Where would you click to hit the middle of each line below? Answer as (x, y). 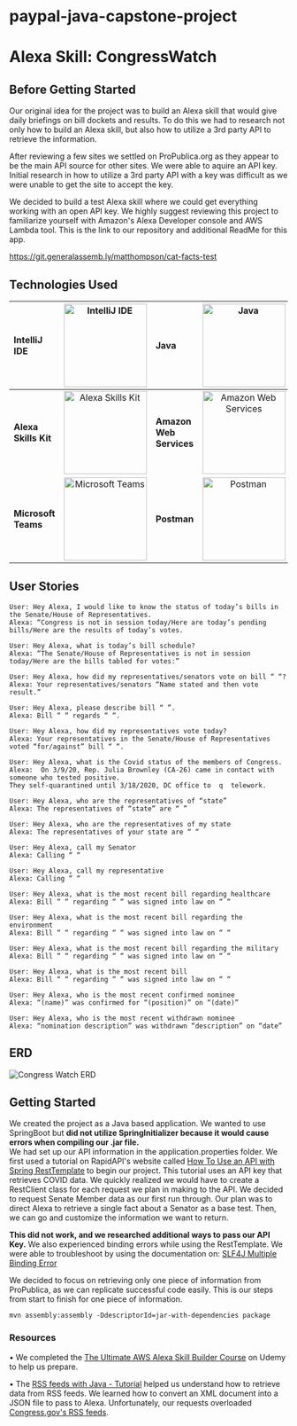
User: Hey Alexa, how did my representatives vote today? (118, 731)
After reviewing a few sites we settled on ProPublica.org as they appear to (144, 156)
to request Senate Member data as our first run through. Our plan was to (141, 1199)
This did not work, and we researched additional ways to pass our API (140, 1235)
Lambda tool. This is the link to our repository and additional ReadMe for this (148, 230)
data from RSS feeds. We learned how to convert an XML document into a (144, 1393)
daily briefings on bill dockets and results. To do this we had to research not (147, 121)
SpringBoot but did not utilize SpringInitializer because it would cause (139, 1133)
